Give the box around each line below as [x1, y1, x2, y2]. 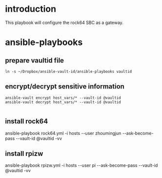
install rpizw [5, 149, 43, 157]
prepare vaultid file [5, 56, 64, 65]
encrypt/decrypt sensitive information [5, 82, 124, 91]
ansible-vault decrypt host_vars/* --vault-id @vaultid [5, 99, 121, 105]
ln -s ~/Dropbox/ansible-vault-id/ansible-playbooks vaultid [5, 69, 132, 74]
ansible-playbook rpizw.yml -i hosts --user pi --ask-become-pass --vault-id [5, 162, 158, 168]
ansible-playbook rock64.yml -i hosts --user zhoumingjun [5, 130, 121, 136]
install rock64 [5, 117, 48, 126]
